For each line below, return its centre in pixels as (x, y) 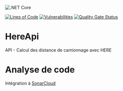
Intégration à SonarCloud (30, 83)
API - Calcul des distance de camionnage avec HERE (58, 50)
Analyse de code (40, 70)
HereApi (22, 37)
